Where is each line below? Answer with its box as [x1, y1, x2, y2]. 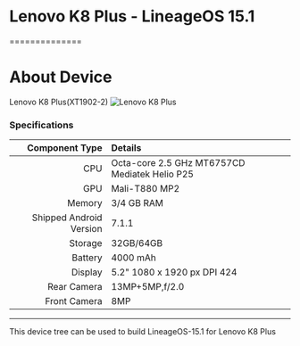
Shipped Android [31, 211, 103, 224]
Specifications [9, 119, 74, 131]
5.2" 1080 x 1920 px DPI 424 [111, 266, 237, 278]
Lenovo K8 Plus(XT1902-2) [9, 96, 109, 107]
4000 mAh [111, 251, 156, 264]
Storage [69, 237, 103, 250]
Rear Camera [47, 281, 103, 293]
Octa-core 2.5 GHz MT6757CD [111, 157, 246, 169]
